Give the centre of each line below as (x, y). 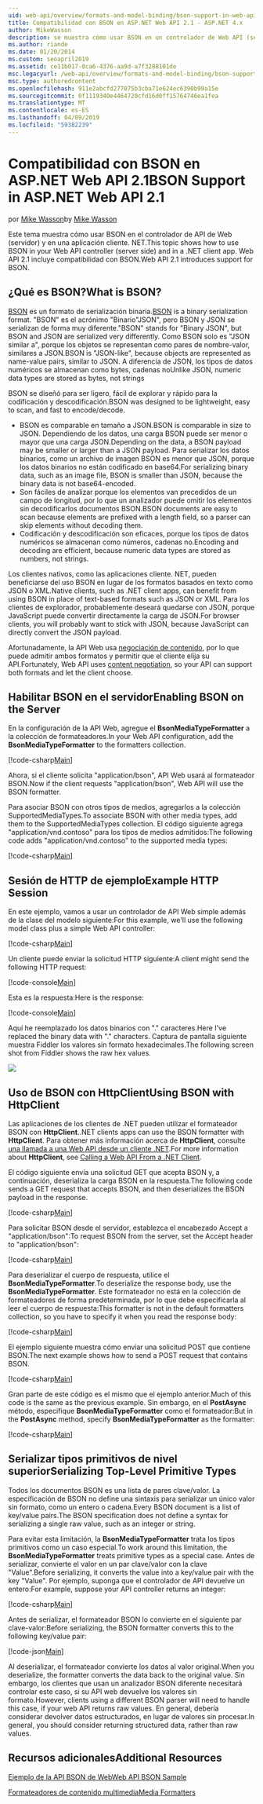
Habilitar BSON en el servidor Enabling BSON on (126, 697)
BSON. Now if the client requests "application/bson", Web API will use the (126, 784)
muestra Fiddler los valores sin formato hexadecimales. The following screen (131, 1045)
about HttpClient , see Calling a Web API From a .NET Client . (105, 1157)
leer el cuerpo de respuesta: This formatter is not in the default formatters (126, 1308)
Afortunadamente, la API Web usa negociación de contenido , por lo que (124, 647)
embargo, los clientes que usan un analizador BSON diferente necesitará (125, 1683)
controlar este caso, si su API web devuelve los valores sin (103, 1691)
